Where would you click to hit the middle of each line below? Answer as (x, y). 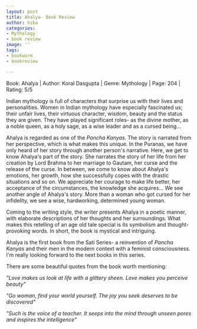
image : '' (18, 45)
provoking (18, 231)
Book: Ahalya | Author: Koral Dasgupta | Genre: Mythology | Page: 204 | (93, 83)
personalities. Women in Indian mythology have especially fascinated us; (94, 107)
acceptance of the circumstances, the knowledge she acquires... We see (95, 188)
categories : (21, 28)
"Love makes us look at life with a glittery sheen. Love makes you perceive (97, 278)
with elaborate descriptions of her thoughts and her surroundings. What (93, 218)
